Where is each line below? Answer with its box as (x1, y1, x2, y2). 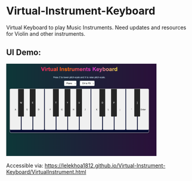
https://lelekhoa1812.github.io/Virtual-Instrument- (44, 162, 166, 169)
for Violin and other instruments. (6, 30, 85, 37)
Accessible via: (6, 162, 44, 169)
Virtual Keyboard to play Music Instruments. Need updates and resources (6, 24, 187, 31)
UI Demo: (6, 48, 41, 58)
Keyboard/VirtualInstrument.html (6, 168, 86, 175)
